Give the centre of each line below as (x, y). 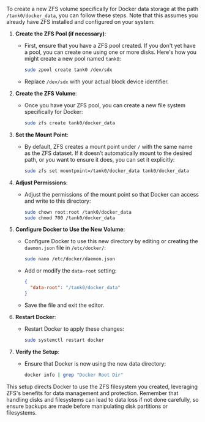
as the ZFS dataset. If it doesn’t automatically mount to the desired (108, 153)
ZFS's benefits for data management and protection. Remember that (92, 393)
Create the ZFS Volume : (46, 93)
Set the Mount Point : (42, 135)
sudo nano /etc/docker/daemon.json (69, 259)
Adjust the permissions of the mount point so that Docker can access (111, 194)
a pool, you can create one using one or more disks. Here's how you (110, 52)
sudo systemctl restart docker (64, 340)
